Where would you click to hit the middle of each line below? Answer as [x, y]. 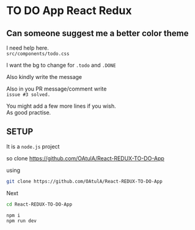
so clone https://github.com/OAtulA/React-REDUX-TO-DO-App [86, 158]
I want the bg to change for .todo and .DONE [61, 65]
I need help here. [28, 48]
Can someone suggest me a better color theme [97, 33]
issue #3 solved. [28, 95]
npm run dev [21, 221]
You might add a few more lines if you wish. [61, 106]
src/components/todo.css [38, 54]
